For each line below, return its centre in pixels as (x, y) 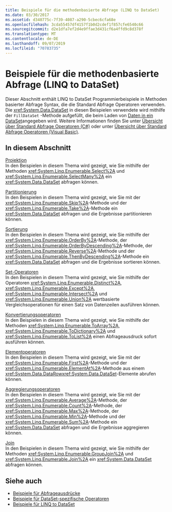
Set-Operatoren (22, 272)
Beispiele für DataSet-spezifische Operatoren (61, 499)
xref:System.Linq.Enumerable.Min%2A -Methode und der (65, 416)
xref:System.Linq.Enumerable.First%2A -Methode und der (66, 363)
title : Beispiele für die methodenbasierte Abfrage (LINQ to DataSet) (82, 10)
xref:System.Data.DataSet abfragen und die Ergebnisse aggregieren (77, 428)
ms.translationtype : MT (31, 34)
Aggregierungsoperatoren (33, 389)
